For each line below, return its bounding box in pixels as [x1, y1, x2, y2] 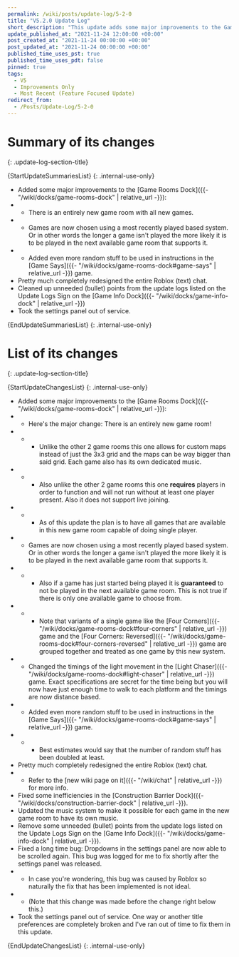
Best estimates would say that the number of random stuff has [38, 745, 222, 754]
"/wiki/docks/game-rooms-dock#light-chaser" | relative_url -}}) [28, 669, 215, 678]
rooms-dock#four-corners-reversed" [38, 639, 148, 648]
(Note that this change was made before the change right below [28, 897, 216, 906]
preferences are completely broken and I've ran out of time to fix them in [17, 920, 231, 928]
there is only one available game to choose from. [38, 594, 183, 602]
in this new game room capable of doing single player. [38, 525, 198, 534]
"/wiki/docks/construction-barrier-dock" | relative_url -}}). [17, 799, 188, 807]
